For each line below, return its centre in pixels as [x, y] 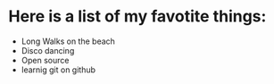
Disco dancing [48, 50]
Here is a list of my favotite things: [137, 17]
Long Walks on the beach [68, 41]
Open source [45, 60]
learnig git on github [58, 70]
